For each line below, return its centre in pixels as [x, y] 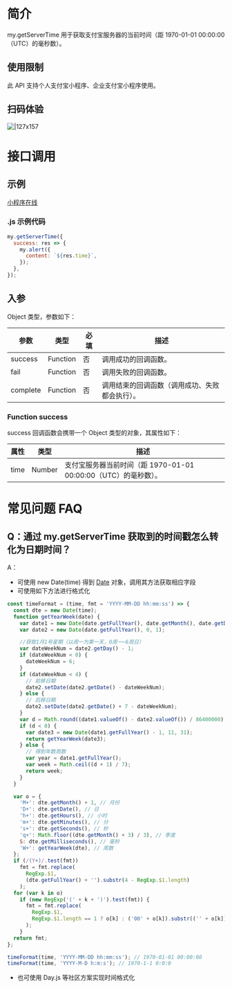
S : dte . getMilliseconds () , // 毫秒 [70, 841]
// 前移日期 [40, 681]
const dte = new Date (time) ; [55, 610]
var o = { [27, 796]
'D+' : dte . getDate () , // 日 [59, 809]
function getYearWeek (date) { [57, 617]
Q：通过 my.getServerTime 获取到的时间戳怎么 [108, 537]
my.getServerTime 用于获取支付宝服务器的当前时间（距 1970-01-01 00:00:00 [116, 35]
